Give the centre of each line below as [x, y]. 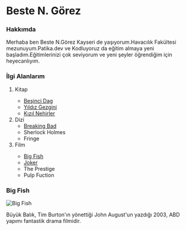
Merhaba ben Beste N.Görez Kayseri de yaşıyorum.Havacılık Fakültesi [91, 42]
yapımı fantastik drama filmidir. [44, 221]
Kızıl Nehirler [39, 113]
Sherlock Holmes [44, 132]
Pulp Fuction [39, 175]
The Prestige [39, 169]
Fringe [31, 138]
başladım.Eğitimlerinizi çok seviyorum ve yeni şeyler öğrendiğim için [89, 55]
